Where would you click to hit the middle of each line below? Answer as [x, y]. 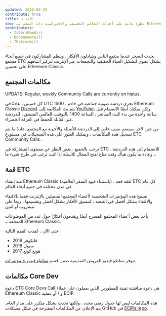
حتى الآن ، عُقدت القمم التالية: [33, 231]
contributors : [20, 28]
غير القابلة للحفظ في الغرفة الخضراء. [39, 119]
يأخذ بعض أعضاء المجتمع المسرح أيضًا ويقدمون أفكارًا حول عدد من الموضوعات [77, 216]
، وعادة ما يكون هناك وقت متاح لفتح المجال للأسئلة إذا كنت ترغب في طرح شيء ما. [81, 154]
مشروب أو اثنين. [20, 207]
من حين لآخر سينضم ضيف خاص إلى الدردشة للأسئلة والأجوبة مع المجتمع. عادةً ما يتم [82, 128]
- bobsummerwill [26, 38]
